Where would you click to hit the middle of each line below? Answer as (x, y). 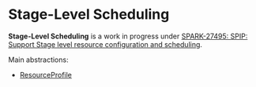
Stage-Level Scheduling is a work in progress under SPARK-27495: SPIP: (128, 36)
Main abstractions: (38, 60)
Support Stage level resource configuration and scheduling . (105, 44)
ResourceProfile (46, 74)
